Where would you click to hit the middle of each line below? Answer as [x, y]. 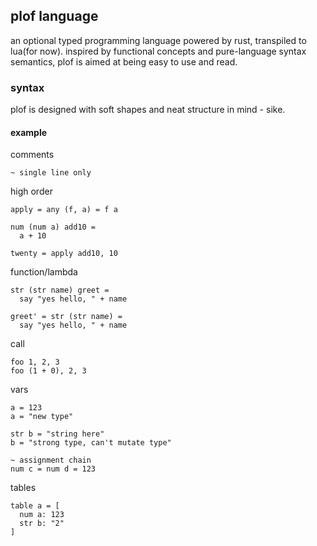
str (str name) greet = [60, 290]
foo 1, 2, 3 [35, 362]
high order [31, 191]
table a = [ [35, 506]
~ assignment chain [51, 460]
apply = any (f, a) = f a [64, 210]
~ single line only [51, 173]
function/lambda [44, 272]
